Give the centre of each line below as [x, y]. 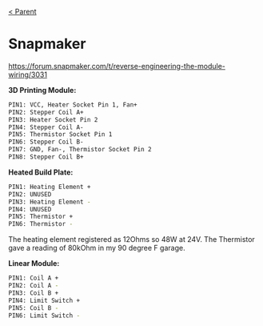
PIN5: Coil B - [34, 308]
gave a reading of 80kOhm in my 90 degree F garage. [97, 248]
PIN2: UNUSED [30, 194]
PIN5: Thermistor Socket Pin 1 [60, 135]
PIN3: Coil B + [34, 293]
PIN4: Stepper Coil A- [46, 127]
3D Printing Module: [42, 90]
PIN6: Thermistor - [41, 224]
